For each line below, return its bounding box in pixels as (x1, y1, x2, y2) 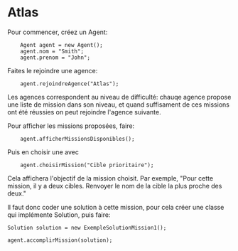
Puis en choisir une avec (7, 147, 80, 156)
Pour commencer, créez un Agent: (7, 28, 108, 36)
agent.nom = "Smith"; (20, 48, 84, 55)
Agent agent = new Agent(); (20, 41, 103, 48)
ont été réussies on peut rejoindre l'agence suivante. (7, 107, 161, 116)
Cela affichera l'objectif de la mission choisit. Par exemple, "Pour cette (7, 173, 214, 182)
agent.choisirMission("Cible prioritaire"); (20, 161, 154, 169)
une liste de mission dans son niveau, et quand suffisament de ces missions (7, 100, 229, 109)
